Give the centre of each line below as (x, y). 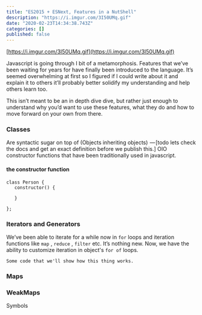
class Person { (25, 182)
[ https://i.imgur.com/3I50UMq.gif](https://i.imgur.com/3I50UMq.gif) (90, 51)
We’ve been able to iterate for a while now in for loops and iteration (90, 237)
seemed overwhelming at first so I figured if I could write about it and (92, 76)
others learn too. (27, 89)
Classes (18, 130)
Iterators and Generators (43, 224)
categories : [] (25, 29)
